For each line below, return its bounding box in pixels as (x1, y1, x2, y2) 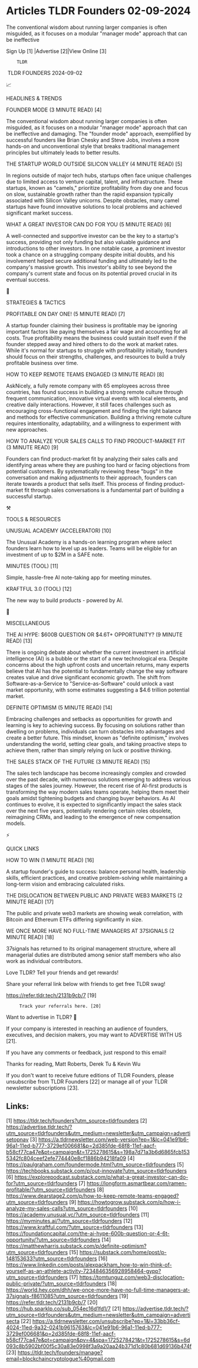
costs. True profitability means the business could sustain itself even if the (6, 334, 187, 341)
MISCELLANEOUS (6, 619, 50, 626)
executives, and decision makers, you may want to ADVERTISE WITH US (6, 1031, 182, 1038)
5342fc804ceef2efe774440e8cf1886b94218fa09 (6, 1155, 127, 1162)
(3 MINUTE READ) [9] (6, 443, 59, 450)
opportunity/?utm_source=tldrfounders (6, 1236, 101, 1243)
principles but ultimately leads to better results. (6, 149, 121, 156)
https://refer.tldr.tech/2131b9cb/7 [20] (6, 1298, 98, 1305)
